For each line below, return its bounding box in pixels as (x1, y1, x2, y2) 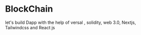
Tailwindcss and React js (5, 24, 55, 30)
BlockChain (5, 3, 53, 15)
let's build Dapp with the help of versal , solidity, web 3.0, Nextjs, (5, 19, 136, 25)
